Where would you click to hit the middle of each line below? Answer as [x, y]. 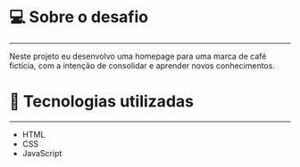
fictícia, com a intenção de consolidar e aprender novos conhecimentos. [142, 65]
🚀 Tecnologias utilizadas [102, 102]
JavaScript [42, 153]
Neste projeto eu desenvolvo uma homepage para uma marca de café [138, 56]
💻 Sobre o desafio [79, 17]
